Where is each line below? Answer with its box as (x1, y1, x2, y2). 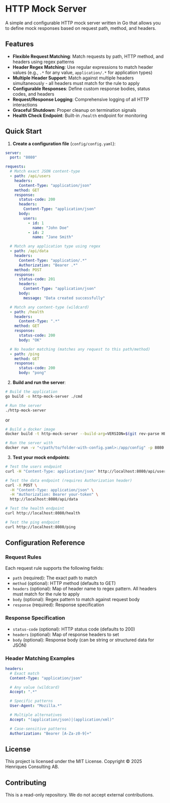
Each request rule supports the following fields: (5, 565, 104, 571)
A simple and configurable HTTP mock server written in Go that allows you (5, 20, 161, 26)
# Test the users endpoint (5, 464, 62, 470)
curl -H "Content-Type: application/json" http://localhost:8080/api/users (5, 469, 168, 474)
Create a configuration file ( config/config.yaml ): (12, 140, 116, 147)
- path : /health (10, 309, 44, 314)
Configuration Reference (5, 538, 85, 547)
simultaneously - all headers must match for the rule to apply (12, 80, 140, 86)
